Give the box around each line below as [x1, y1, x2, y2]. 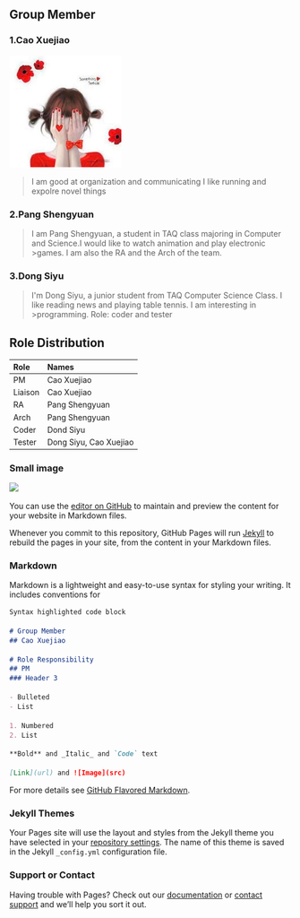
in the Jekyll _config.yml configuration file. [9, 846, 167, 857]
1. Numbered [9, 721, 54, 730]
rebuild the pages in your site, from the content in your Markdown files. [9, 537, 271, 548]
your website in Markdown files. [9, 510, 127, 521]
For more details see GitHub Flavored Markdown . [9, 784, 191, 795]
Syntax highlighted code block [9, 608, 126, 617]
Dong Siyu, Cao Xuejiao [47, 437, 134, 447]
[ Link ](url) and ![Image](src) [9, 768, 126, 778]
